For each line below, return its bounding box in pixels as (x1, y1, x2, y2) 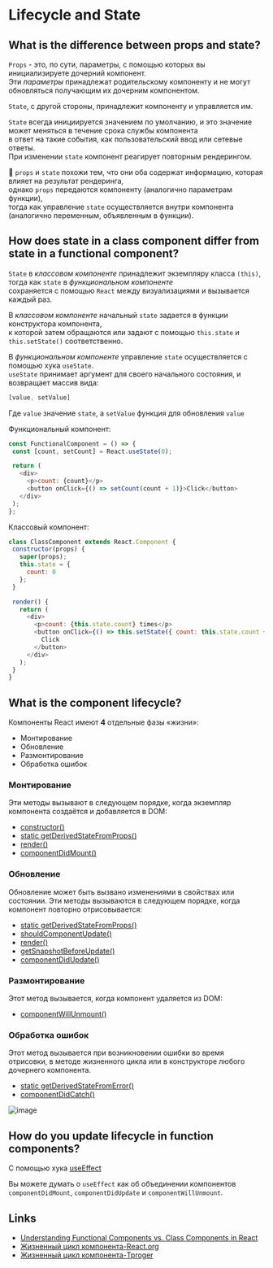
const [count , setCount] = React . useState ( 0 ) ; (11, 447, 173, 455)
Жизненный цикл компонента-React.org (19, 1241, 160, 1251)
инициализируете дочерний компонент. (8, 68, 146, 78)
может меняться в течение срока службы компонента (8, 126, 198, 135)
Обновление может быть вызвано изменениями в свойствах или (8, 887, 235, 896)
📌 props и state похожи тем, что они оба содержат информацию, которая (8, 168, 264, 176)
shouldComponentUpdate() (19, 929, 112, 939)
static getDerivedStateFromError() (19, 1081, 134, 1091)
